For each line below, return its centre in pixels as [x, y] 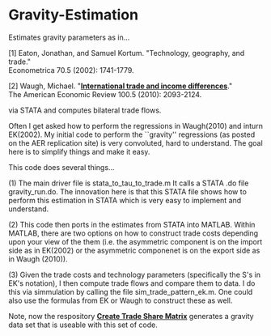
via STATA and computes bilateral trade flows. [85, 110]
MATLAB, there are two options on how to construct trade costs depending [133, 233]
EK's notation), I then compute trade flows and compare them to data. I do [132, 283]
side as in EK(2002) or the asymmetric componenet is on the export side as [134, 250]
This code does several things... [61, 167]
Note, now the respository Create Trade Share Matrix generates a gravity [131, 316]
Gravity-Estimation [74, 15]
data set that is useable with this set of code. [83, 325]
